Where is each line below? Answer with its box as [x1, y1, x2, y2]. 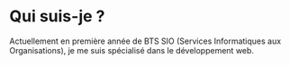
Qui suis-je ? [9, 6, 105, 27]
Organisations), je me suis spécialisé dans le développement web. [9, 45, 255, 55]
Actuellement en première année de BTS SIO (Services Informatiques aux [9, 36, 282, 46]
